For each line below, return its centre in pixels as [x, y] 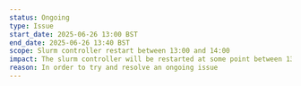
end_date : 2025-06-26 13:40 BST [69, 43]
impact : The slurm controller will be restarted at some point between [146, 59]
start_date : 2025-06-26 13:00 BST [74, 34]
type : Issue [31, 26]
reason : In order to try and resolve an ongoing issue [114, 68]
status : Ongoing [39, 17]
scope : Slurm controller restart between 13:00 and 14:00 [120, 51]
